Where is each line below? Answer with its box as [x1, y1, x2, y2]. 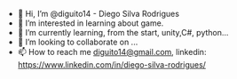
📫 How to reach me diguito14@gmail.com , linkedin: [17, 47, 207, 57]
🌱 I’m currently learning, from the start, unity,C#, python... [17, 28, 229, 37]
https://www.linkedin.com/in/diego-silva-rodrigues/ [17, 59, 207, 70]
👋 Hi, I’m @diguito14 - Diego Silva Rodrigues [17, 9, 180, 19]
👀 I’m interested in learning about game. [17, 18, 164, 28]
